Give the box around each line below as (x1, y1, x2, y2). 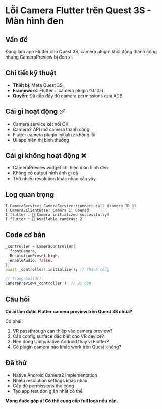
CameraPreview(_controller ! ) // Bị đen (5, 281, 92, 286)
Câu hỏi (5, 295, 30, 304)
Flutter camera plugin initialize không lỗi (12, 131, 96, 138)
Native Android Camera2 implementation (12, 372, 97, 378)
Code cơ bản (5, 230, 46, 239)
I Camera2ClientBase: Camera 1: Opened (5, 208, 89, 213)
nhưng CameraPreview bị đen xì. (5, 54, 73, 60)
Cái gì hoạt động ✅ (5, 107, 65, 116)
